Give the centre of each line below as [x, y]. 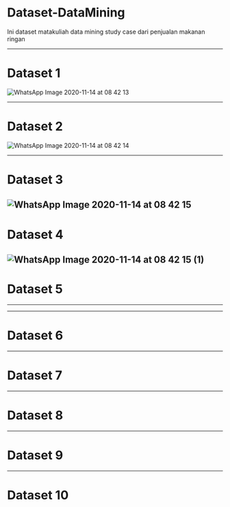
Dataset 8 [35, 415]
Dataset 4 [35, 234]
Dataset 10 [38, 495]
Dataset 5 [35, 289]
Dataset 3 [35, 179]
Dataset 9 [35, 455]
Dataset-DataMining [66, 13]
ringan [16, 38]
